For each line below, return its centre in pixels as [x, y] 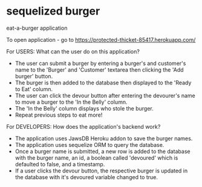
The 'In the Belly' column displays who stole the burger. [84, 108]
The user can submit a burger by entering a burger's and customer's [100, 63]
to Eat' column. [34, 89]
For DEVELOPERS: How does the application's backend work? [83, 126]
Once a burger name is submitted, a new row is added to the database [103, 151]
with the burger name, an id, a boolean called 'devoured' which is [96, 158]
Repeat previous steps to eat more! [59, 115]
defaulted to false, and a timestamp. [60, 164]
